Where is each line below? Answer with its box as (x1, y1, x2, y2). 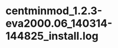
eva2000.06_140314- (5, 17, 113, 30)
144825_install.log (5, 30, 99, 43)
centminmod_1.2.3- (5, 4, 103, 18)
